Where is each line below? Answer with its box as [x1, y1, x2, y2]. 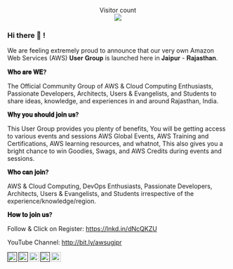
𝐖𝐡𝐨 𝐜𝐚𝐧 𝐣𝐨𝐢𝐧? [7, 168, 49, 176]
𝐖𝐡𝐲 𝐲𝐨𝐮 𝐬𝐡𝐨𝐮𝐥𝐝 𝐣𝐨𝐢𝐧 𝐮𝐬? [7, 110, 79, 119]
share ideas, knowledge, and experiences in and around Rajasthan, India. [7, 97, 219, 105]
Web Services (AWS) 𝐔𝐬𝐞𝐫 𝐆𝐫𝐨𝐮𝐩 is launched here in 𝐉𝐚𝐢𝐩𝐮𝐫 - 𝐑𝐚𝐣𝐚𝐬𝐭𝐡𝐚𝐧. [7, 54, 218, 63]
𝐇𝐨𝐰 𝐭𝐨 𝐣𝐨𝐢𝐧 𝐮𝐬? [7, 211, 53, 219]
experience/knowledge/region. [7, 197, 97, 206]
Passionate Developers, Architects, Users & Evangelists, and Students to [7, 89, 217, 98]
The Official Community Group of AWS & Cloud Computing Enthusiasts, [7, 82, 214, 91]
